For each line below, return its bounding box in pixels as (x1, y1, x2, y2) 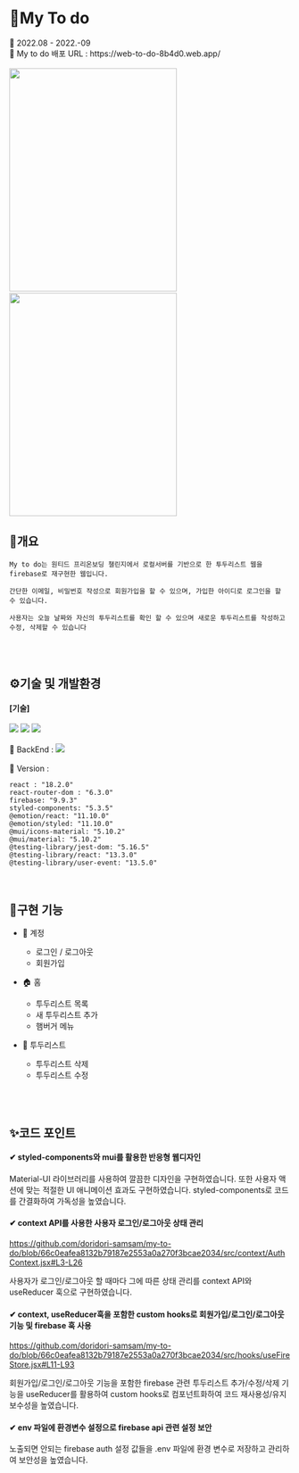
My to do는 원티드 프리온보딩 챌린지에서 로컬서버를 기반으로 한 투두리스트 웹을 (9, 559, 263, 569)
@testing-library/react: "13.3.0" (9, 851, 138, 860)
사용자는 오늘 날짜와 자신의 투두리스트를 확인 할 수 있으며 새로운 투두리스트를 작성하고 (9, 613, 286, 623)
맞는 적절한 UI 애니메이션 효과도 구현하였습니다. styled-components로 (25, 1184, 272, 1195)
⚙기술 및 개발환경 (9, 676, 102, 691)
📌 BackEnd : (9, 744, 54, 755)
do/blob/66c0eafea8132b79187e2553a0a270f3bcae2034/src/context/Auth (9, 1247, 286, 1258)
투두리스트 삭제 (35, 1059, 89, 1070)
